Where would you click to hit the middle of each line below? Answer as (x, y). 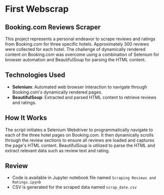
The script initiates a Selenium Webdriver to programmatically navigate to (79, 130)
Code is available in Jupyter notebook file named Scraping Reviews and (84, 178)
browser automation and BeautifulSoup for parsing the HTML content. (75, 60)
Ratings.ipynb (26, 182)
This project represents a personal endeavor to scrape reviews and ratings (80, 39)
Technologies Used (35, 75)
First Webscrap (37, 9)
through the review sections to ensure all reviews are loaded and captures (80, 140)
